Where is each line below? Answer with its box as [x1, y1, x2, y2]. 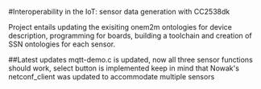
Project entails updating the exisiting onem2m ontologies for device [8, 22, 232, 31]
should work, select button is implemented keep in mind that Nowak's [8, 63, 240, 73]
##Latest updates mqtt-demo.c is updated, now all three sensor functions [8, 55, 254, 64]
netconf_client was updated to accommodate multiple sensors [8, 72, 215, 81]
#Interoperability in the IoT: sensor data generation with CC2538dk [8, 7, 230, 16]
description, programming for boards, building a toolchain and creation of [8, 31, 252, 40]
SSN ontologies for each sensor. [8, 39, 115, 49]
